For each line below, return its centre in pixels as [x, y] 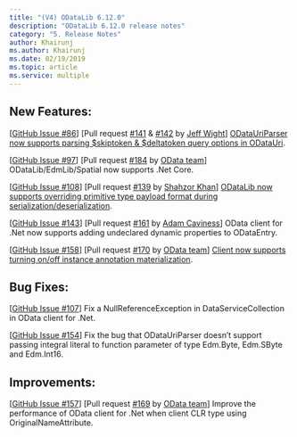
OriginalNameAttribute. [51, 423]
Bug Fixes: [39, 287]
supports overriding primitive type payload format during [114, 196]
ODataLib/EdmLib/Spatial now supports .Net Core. [102, 169]
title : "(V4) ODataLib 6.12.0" [67, 17]
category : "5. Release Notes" [66, 34]
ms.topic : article [43, 68]
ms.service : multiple [49, 76]
